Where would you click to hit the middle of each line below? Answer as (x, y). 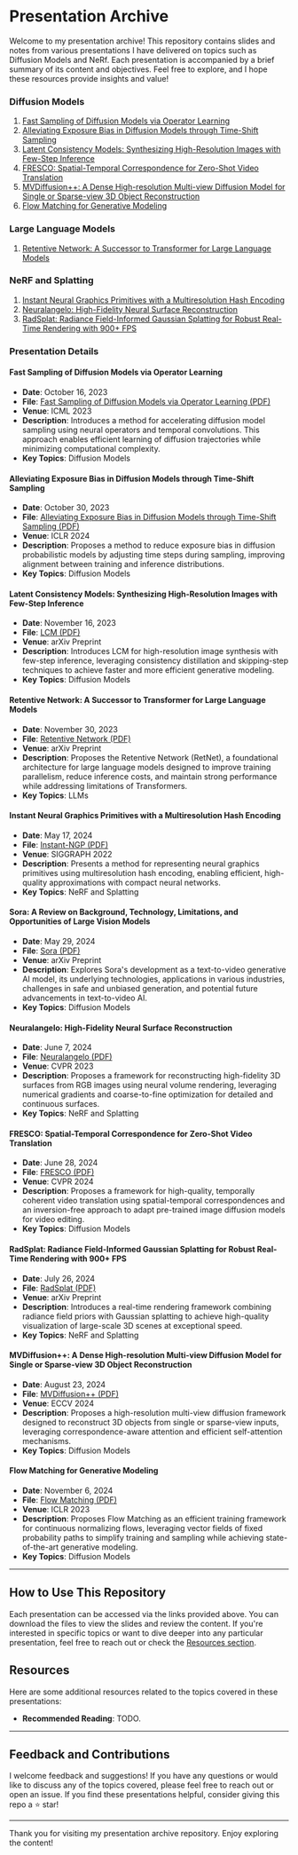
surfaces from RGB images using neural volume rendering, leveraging (149, 1085)
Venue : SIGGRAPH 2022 (67, 854)
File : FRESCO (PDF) (58, 1172)
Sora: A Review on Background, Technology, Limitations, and (124, 912)
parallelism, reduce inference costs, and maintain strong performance (149, 776)
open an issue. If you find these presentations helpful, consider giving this (145, 1795)
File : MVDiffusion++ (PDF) (71, 1393)
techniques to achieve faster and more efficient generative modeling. (148, 670)
